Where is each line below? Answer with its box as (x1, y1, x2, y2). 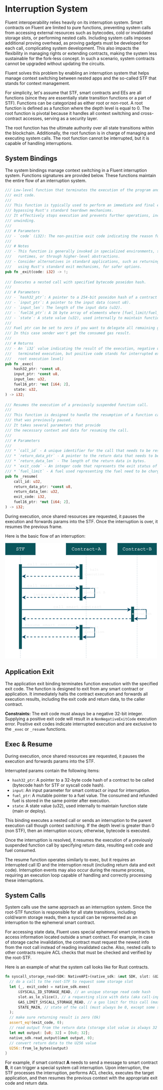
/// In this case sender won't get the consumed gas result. (5, 331, 131, 336)
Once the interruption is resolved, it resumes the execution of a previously (5, 837, 153, 843)
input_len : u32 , (14, 377, 47, 382)
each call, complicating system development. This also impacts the (5, 45, 139, 51)
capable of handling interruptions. (5, 140, 73, 146)
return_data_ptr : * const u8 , (14, 484, 73, 489)
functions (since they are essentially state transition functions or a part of (5, 95, 152, 100)
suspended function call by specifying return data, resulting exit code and (5, 842, 153, 848)
